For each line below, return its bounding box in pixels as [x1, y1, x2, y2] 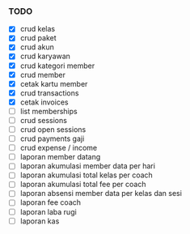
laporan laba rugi [19, 206, 77, 216]
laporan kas [19, 216, 60, 226]
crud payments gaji [19, 134, 85, 143]
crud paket [19, 33, 57, 43]
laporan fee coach [19, 198, 82, 207]
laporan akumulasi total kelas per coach [19, 170, 154, 180]
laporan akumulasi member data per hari [19, 161, 156, 171]
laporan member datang [19, 152, 101, 162]
